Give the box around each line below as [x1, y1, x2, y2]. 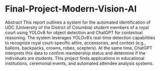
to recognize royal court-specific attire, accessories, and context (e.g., [5, 40, 146, 45]
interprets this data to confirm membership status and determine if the [5, 50, 145, 56]
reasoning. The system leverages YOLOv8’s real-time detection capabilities [5, 35, 156, 41]
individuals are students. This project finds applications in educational [5, 55, 144, 61]
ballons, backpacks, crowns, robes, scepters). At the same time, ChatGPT [5, 45, 153, 51]
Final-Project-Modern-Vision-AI [5, 3, 137, 14]
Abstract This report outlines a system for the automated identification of [5, 19, 151, 25]
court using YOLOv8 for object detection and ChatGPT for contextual [5, 29, 143, 35]
